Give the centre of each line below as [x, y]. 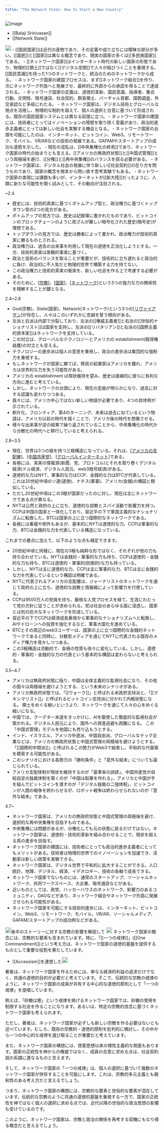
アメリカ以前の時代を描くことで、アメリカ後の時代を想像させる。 [91, 419]
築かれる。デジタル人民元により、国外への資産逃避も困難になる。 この [83, 723]
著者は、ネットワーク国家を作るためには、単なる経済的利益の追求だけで [78, 972]
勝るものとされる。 [40, 240]
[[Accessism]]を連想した [37, 961]
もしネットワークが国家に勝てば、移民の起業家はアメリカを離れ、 [78, 364]
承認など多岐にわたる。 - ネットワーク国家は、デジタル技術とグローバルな [84, 104]
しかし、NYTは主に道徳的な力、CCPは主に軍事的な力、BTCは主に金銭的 [85, 569]
